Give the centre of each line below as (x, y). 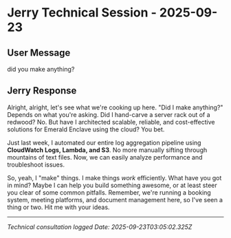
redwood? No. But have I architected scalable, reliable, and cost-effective (111, 122)
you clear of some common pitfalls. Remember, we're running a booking (109, 192)
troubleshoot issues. (36, 164)
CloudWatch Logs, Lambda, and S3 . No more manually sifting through (107, 150)
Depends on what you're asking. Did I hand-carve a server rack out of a (109, 114)
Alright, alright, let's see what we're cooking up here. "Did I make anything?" (115, 107)
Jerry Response (42, 91)
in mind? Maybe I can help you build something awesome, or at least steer (112, 185)
